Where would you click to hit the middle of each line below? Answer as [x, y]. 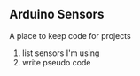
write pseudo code [56, 62]
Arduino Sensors [57, 15]
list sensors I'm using [61, 53]
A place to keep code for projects [70, 35]
